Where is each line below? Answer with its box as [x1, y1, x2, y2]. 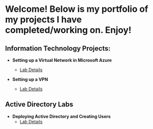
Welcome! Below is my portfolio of [5, 3, 149, 15]
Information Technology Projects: [5, 44, 111, 52]
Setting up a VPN [12, 77, 48, 82]
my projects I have [5, 14, 82, 25]
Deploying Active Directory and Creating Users [12, 113, 111, 119]
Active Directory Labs [5, 100, 74, 109]
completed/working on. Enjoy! [5, 25, 132, 36]
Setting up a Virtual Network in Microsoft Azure [12, 57, 112, 63]
